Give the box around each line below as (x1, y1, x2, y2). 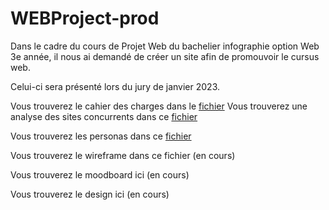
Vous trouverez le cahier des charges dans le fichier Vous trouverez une (10, 100, 308, 112)
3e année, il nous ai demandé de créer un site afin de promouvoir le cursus (10, 50, 320, 62)
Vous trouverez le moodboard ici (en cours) (10, 168, 190, 181)
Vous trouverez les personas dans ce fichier (10, 130, 192, 142)
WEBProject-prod (10, 7, 160, 30)
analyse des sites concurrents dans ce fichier (10, 110, 198, 122)
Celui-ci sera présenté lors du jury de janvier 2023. (10, 80, 221, 92)
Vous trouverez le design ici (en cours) (10, 188, 170, 200)
